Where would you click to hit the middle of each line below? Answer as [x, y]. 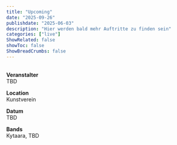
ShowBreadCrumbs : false [36, 51]
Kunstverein [21, 99]
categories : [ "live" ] [34, 34]
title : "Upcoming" [29, 12]
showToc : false [25, 46]
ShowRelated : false [31, 40]
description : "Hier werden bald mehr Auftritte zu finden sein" [89, 29]
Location [18, 93]
